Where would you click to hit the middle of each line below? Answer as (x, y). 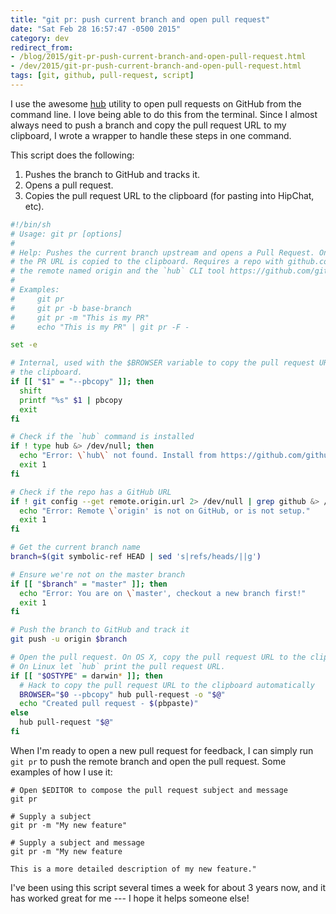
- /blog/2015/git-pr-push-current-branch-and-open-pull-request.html (158, 57)
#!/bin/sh (31, 224)
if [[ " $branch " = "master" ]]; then (89, 584)
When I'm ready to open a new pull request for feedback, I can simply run (162, 750)
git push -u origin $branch (69, 639)
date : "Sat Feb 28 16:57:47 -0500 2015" (96, 29)
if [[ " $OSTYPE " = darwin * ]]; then (86, 676)
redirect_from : (42, 47)
